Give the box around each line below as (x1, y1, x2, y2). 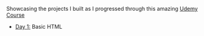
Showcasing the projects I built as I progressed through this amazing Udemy (6, 5, 198, 12)
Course (6, 11, 25, 19)
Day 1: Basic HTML (15, 23, 63, 30)
